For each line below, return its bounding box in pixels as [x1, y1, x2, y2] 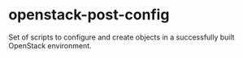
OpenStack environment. [8, 40, 92, 50]
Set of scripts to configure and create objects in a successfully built [8, 32, 235, 42]
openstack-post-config [8, 6, 170, 24]
